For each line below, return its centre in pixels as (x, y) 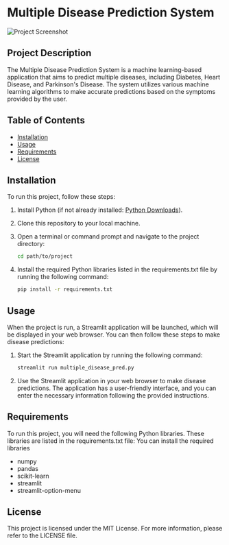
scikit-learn (33, 476)
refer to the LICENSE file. (42, 535)
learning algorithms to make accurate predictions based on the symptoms (111, 91)
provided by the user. (37, 99)
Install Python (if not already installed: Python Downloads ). (100, 210)
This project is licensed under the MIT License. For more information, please (115, 529)
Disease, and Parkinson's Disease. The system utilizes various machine (108, 84)
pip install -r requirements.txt (65, 289)
